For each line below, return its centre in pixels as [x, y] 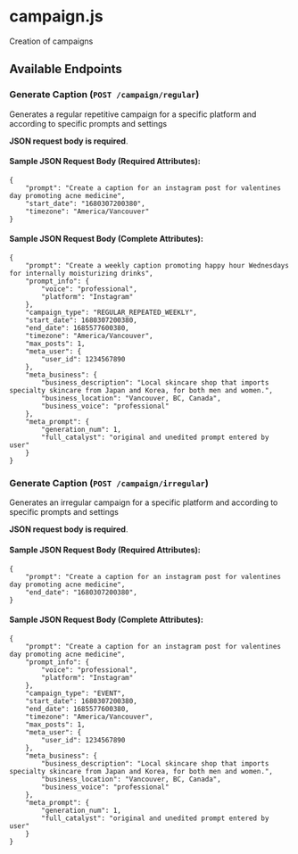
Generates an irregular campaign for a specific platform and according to [144, 502]
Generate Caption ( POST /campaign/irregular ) [109, 483]
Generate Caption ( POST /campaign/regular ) [104, 95]
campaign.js [57, 17]
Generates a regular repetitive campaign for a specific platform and [133, 114]
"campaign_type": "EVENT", [75, 693]
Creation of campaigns [51, 41]
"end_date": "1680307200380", [82, 592]
